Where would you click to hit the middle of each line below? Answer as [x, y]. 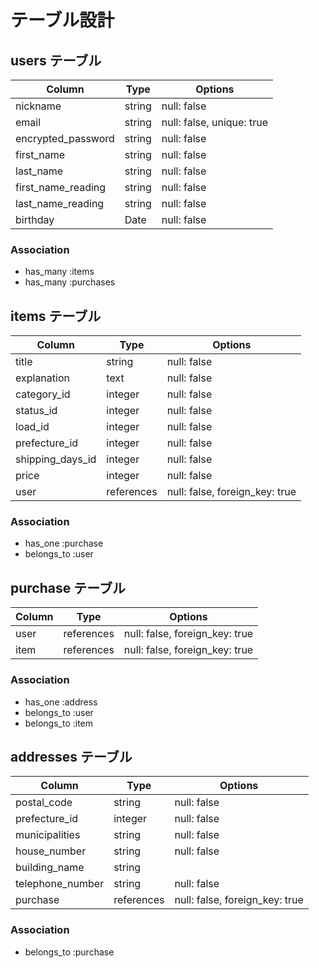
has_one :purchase [64, 543]
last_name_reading [60, 203]
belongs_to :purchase [69, 952]
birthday [35, 219]
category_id [43, 394]
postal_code [44, 803]
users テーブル [56, 60]
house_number [51, 851]
